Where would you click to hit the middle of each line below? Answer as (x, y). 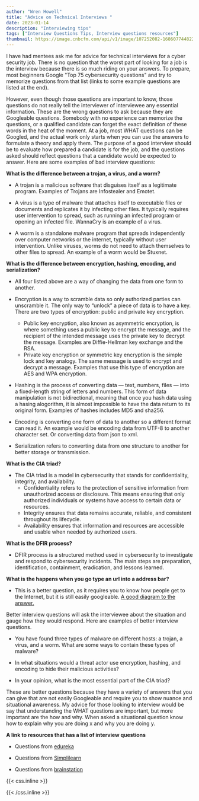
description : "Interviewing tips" (49, 28)
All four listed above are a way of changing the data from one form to (99, 281)
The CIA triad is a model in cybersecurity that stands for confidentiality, (102, 475)
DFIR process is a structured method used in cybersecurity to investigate (104, 555)
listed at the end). (28, 87)
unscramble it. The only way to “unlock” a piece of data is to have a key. (103, 305)
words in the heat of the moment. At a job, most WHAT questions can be (94, 130)
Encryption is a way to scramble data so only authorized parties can (97, 299)
